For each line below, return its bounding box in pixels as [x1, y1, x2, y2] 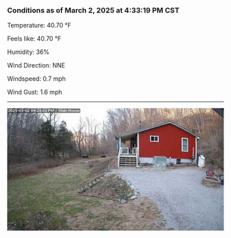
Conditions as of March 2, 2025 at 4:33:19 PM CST [7, 6, 180, 15]
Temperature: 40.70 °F [7, 21, 71, 30]
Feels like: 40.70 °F [7, 34, 62, 43]
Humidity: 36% [7, 48, 50, 57]
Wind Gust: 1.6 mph [7, 88, 63, 97]
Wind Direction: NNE [7, 61, 65, 70]
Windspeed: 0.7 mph [7, 75, 67, 83]
